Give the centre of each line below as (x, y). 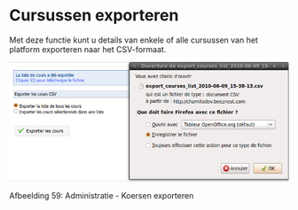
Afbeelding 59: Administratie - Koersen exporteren (102, 196)
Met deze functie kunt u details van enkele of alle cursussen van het (134, 40)
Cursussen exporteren (94, 16)
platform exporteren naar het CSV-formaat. (88, 49)
